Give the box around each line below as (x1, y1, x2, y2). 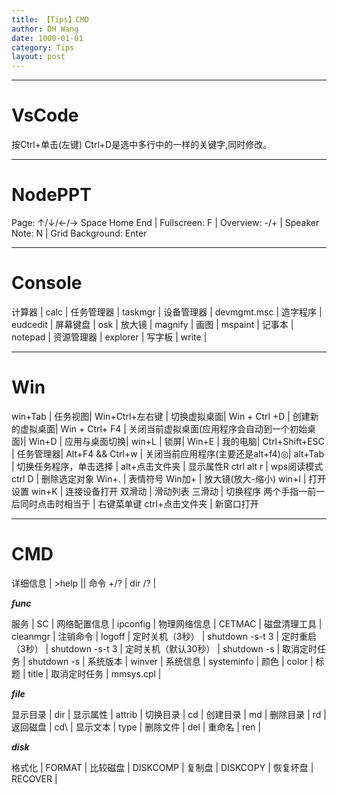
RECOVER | (11, 772, 58, 785)
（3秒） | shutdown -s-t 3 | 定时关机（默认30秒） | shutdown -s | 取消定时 (11, 642, 318, 655)
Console (11, 272, 83, 295)
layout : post (11, 52, 66, 62)
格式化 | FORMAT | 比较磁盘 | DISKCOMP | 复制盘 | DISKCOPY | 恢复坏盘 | (11, 761, 314, 773)
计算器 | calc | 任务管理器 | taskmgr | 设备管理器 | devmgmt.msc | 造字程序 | (11, 306, 323, 318)
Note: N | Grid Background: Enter (11, 227, 148, 239)
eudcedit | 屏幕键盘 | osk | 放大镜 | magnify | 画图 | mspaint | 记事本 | (11, 318, 294, 330)
